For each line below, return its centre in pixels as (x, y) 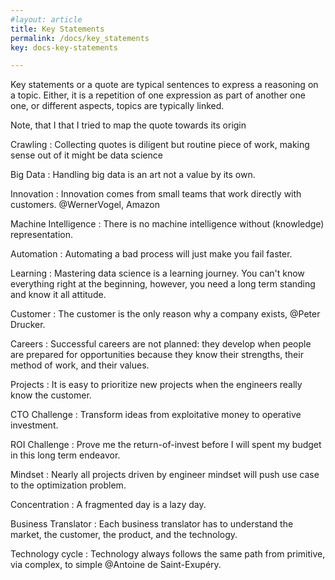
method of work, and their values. (80, 365)
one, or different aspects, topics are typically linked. (117, 106)
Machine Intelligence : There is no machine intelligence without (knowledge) (167, 224)
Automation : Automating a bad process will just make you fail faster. (151, 254)
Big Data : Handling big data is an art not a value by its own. (133, 175)
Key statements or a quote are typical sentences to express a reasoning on (164, 85)
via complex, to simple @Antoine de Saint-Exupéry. (116, 565)
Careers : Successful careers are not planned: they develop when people (161, 344)
